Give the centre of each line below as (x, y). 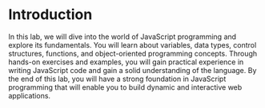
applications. (29, 95)
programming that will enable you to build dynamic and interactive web (125, 87)
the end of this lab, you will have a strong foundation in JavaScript (117, 79)
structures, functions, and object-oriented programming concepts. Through (133, 53)
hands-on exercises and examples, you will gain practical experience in (126, 62)
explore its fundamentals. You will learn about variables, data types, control (132, 44)
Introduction (50, 15)
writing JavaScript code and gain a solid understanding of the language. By (132, 70)
